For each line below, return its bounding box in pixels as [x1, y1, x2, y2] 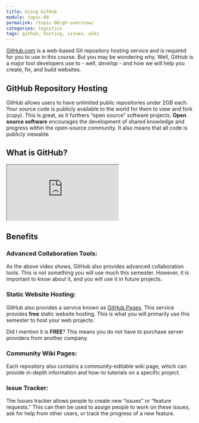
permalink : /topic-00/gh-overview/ [6, 20, 94, 26]
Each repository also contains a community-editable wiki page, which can [6, 363, 187, 370]
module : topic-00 [6, 14, 49, 20]
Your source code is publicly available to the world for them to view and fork [6, 105, 193, 112]
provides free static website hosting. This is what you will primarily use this [6, 310, 190, 317]
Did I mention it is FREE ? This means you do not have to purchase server [6, 328, 184, 335]
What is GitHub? [6, 148, 68, 158]
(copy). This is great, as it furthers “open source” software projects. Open [6, 111, 187, 119]
